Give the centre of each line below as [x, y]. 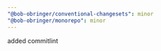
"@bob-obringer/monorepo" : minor [57, 21]
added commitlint [33, 40]
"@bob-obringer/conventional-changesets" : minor [80, 14]
